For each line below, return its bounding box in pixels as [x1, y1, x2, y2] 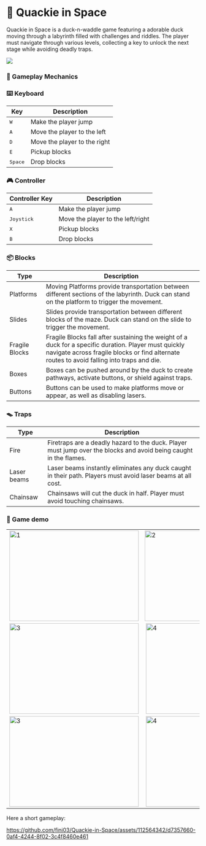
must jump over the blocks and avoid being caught [47, 446, 193, 455]
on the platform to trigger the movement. [45, 297, 163, 306]
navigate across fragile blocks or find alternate [45, 348, 180, 357]
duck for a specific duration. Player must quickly [45, 340, 185, 349]
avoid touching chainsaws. [47, 497, 124, 505]
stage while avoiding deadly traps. [6, 45, 93, 53]
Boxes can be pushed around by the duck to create [45, 365, 193, 374]
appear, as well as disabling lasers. [45, 391, 147, 400]
